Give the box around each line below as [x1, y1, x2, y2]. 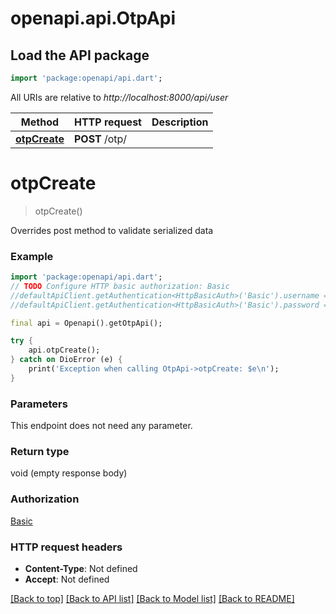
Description [151, 115, 209, 129]
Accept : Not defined [24, 573, 110, 586]
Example [10, 249, 54, 263]
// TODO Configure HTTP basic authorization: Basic [10, 281, 230, 291]
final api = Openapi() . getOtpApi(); [10, 318, 163, 328]
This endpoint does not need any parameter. [10, 420, 193, 432]
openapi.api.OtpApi [10, 7, 177, 30]
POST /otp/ [73, 132, 128, 146]
